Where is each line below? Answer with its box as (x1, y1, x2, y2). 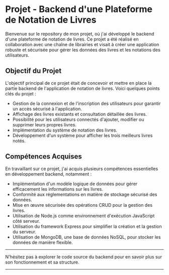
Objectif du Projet (5, 67, 62, 75)
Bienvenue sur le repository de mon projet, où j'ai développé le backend (5, 31, 154, 37)
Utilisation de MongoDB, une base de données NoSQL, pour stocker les (12, 234, 161, 240)
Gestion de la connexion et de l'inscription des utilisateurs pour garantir (12, 100, 161, 106)
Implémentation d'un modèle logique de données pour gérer (12, 181, 138, 187)
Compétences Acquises (5, 152, 82, 161)
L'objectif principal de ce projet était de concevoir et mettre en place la (5, 80, 152, 86)
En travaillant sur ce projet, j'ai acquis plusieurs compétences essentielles (5, 166, 158, 172)
